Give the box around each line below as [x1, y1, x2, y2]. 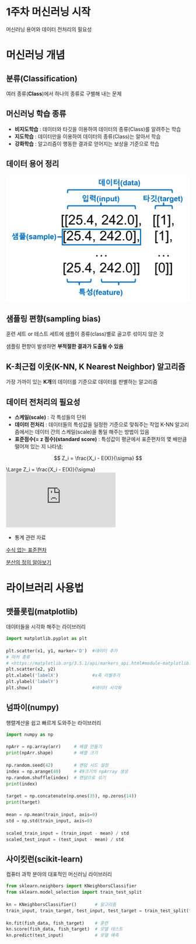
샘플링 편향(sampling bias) [6, 313, 101, 323]
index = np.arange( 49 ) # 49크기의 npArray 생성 [6, 769, 128, 774]
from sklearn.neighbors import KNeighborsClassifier [6, 883, 137, 889]
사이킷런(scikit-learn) [6, 854, 83, 864]
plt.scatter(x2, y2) [6, 666, 57, 673]
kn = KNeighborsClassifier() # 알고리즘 [6, 901, 117, 907]
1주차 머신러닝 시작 [6, 5, 91, 19]
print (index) [6, 781, 38, 787]
